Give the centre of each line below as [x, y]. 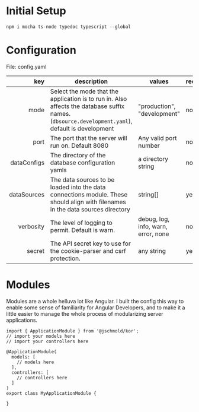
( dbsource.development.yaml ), [91, 121]
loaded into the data [78, 187]
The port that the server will [89, 138]
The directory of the [78, 155]
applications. [22, 320]
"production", [157, 106]
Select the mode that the [84, 91]
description [92, 81]
